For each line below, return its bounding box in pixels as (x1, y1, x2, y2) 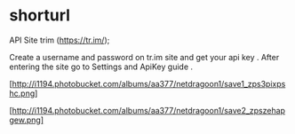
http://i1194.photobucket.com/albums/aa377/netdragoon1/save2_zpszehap (12, 105, 286, 115)
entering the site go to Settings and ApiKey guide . (9, 61, 194, 72)
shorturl (9, 5, 71, 26)
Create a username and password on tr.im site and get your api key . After (9, 51, 280, 62)
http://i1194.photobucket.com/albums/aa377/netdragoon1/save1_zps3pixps (12, 78, 286, 89)
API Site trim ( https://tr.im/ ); (9, 35, 110, 45)
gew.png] (9, 114, 44, 125)
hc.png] (9, 88, 38, 99)
